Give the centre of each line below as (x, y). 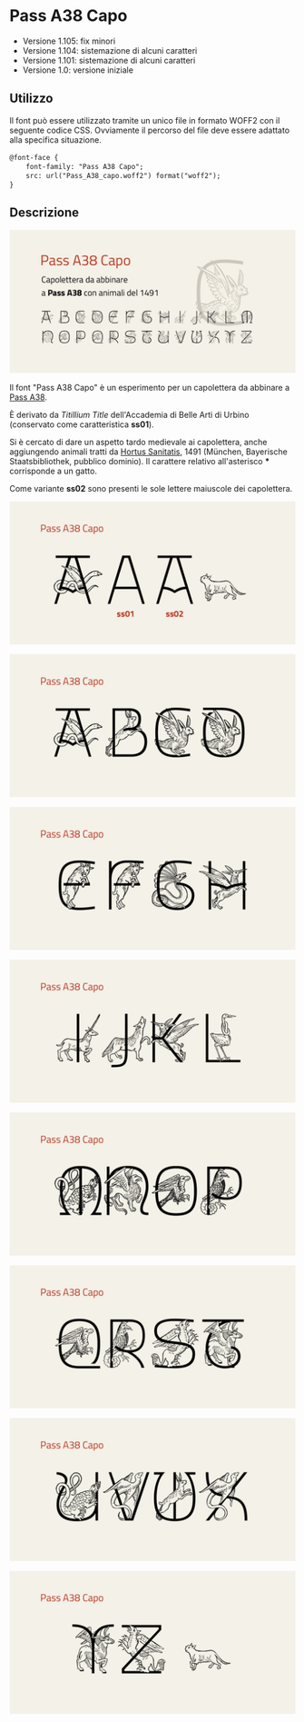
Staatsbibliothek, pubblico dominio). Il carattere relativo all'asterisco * (140, 461)
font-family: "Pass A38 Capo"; (85, 166)
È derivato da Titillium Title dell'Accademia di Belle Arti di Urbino (129, 414)
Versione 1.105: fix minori (69, 41)
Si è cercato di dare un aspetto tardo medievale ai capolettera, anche (138, 442)
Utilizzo (31, 99)
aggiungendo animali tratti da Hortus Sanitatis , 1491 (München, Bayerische (148, 452)
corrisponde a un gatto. (54, 471)
